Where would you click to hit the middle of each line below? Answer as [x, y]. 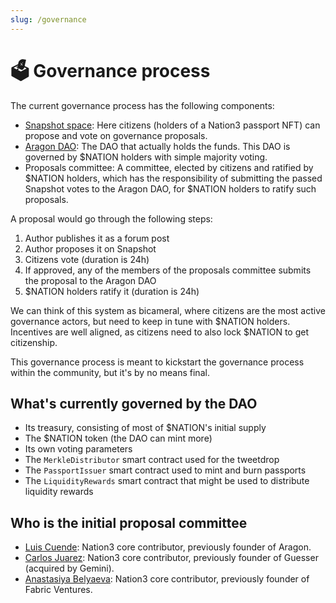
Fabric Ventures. [58, 590]
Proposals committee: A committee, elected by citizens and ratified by [169, 167]
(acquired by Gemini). [69, 568]
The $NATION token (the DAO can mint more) [118, 438]
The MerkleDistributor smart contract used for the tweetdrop [152, 460]
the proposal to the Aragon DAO [90, 280]
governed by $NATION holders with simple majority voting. [146, 157]
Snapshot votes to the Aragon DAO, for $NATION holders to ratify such [170, 188]
